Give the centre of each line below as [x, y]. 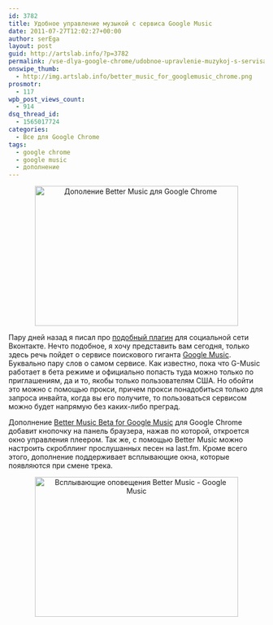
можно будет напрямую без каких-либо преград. [95, 407]
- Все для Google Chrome [58, 137]
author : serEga [34, 39]
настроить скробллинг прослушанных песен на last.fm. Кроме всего [128, 448]
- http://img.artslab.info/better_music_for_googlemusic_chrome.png [134, 76]
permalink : [27, 62]
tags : [17, 144]
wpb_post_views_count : [47, 99]
